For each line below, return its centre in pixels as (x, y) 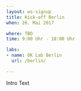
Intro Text (18, 83)
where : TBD (20, 33)
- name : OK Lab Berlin (34, 55)
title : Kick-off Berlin (35, 17)
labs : (13, 50)
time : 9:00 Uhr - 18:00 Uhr (41, 39)
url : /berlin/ (29, 61)
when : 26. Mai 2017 (30, 23)
